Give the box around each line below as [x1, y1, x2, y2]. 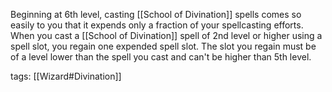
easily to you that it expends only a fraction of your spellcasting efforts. [10, 19, 304, 31]
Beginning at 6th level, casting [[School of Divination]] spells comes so [10, 9, 302, 20]
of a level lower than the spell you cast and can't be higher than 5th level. [10, 51, 312, 63]
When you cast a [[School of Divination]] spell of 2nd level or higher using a [10, 30, 323, 41]
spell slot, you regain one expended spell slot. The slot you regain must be [10, 40, 317, 52]
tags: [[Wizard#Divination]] [10, 70, 122, 82]
